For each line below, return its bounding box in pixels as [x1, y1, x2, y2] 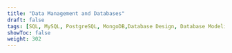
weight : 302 [7, 36, 41, 43]
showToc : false [7, 29, 51, 36]
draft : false [7, 17, 45, 23]
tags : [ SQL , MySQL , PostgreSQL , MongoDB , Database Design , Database [7, 23, 206, 30]
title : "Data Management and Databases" [7, 10, 126, 17]
